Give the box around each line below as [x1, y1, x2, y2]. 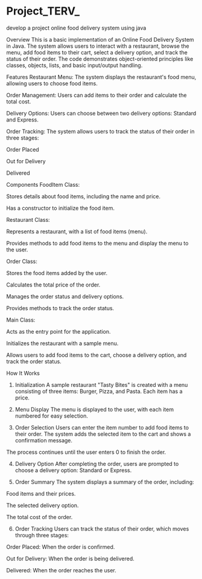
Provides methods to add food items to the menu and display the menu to [6, 239, 189, 247]
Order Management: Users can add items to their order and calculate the [6, 91, 187, 99]
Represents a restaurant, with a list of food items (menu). [6, 228, 148, 235]
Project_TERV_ [6, 4, 80, 18]
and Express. [6, 116, 39, 123]
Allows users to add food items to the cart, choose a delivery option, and [6, 351, 187, 358]
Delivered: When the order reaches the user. [6, 566, 116, 574]
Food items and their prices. [6, 490, 76, 497]
